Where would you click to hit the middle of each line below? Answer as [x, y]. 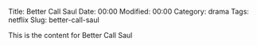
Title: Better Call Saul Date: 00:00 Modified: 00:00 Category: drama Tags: [128, 11]
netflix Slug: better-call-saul [54, 20]
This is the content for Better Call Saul [70, 35]
